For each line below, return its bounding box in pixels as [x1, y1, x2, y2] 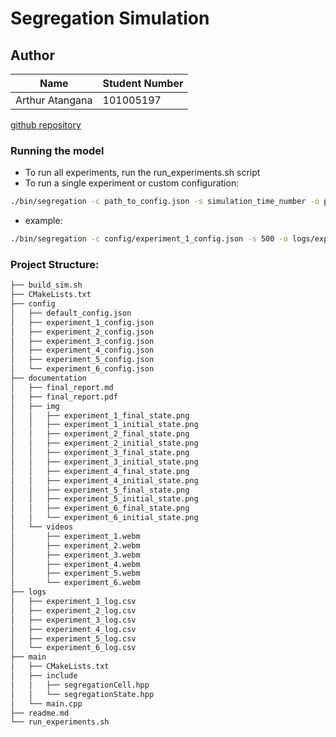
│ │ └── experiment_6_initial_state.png [10, 513, 199, 523]
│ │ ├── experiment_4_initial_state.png [10, 475, 199, 486]
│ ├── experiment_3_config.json [10, 336, 155, 346]
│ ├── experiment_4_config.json [10, 345, 155, 356]
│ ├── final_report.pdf [10, 392, 118, 402]
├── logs [10, 587, 47, 597]
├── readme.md [10, 708, 70, 718]
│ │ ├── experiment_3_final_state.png [10, 448, 190, 458]
